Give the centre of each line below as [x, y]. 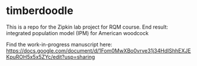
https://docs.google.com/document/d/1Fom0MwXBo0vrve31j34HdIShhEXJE [98, 50]
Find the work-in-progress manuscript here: [59, 44]
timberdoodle [40, 11]
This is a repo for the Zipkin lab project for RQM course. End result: [87, 27]
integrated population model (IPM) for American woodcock [77, 33]
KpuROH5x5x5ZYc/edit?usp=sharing [51, 57]
